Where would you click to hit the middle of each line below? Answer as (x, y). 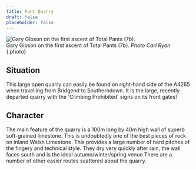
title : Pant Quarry (30, 11)
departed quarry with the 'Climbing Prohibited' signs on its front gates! (92, 97)
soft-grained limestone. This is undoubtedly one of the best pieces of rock (96, 136)
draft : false (22, 17)
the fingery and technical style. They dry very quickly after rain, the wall (93, 148)
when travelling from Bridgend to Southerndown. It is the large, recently (93, 91)
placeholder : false (30, 22)
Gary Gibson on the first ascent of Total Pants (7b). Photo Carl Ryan (88, 45)
